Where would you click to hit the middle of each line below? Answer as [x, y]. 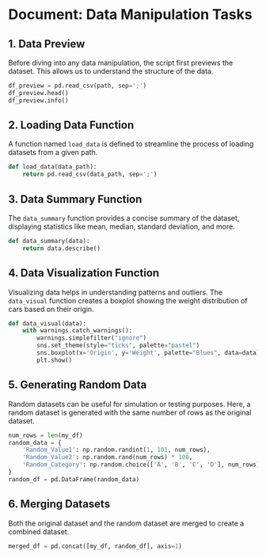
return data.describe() [62, 248]
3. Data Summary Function [75, 199]
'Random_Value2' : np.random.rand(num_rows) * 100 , [108, 457]
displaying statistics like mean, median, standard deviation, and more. [122, 226]
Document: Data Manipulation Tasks [130, 15]
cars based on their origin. [51, 309]
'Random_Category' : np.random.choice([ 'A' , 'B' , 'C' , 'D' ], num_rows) [141, 465]
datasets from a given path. [53, 153]
